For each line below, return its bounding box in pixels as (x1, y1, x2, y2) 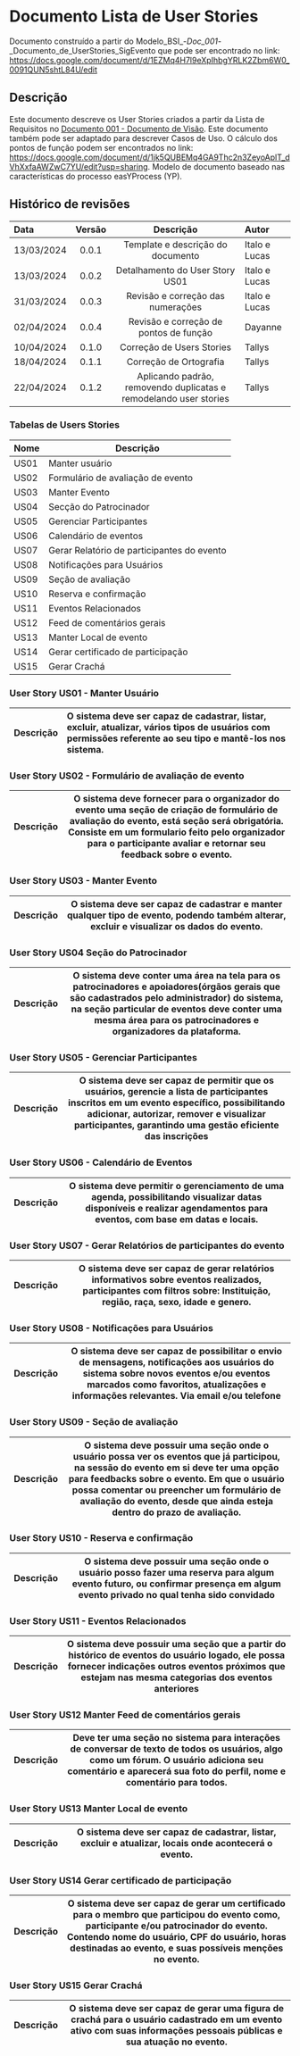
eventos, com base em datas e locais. (95, 1212, 259, 1225)
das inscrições (144, 1130, 209, 1143)
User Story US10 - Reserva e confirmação (9, 1532, 194, 1544)
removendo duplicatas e (124, 381, 227, 394)
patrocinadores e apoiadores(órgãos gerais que (72, 980, 281, 993)
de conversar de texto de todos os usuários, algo (70, 1743, 284, 1755)
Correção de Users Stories (119, 341, 232, 354)
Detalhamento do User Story (115, 263, 236, 276)
